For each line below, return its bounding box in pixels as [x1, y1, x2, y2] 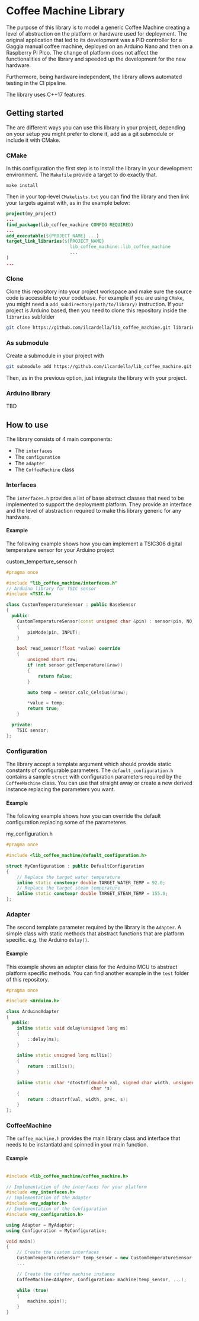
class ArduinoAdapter [6, 1009, 60, 1015]
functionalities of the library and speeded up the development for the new [6, 55, 187, 62]
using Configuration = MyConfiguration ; [6, 1227, 108, 1234]
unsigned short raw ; [27, 657, 78, 663]
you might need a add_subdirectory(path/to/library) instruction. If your [6, 301, 184, 308]
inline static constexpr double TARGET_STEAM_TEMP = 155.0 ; [17, 891, 168, 897]
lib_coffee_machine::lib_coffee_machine [69, 244, 171, 250]
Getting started [6, 108, 64, 118]
